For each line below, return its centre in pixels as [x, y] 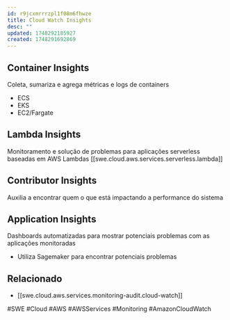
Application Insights [52, 219]
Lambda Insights [44, 135]
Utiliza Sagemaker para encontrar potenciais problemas [97, 257]
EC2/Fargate [35, 113]
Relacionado [35, 279]
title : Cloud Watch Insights [49, 20]
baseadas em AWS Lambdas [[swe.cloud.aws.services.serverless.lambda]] [115, 159]
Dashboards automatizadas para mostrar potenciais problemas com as [108, 236]
